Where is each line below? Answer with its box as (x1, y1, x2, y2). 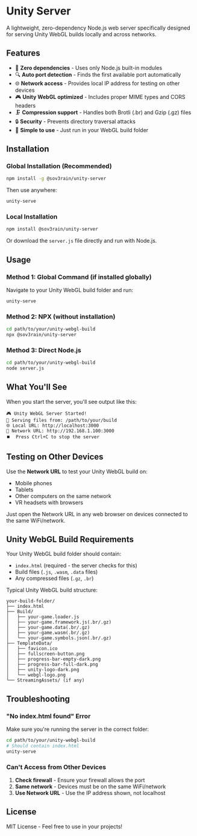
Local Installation (6, 212, 58, 221)
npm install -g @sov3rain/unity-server (6, 176, 107, 182)
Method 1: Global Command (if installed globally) (6, 273, 152, 281)
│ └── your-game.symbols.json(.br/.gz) (6, 635, 112, 641)
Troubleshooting (6, 694, 70, 704)
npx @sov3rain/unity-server (6, 332, 77, 338)
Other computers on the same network (14, 492, 111, 499)
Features (6, 48, 40, 59)
